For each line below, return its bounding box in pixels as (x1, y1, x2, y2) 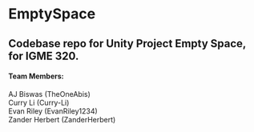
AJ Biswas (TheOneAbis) (8, 89, 91, 98)
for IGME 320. (8, 49, 79, 62)
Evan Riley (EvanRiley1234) (8, 106, 98, 116)
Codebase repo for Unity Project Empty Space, (8, 37, 247, 50)
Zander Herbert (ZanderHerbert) (8, 114, 116, 124)
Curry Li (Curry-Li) (8, 98, 70, 107)
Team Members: (8, 71, 64, 81)
